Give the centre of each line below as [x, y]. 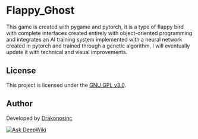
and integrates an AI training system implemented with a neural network [94, 39]
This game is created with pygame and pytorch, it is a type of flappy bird [95, 27]
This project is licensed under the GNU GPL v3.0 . [66, 85]
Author [19, 104]
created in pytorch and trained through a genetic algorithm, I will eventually [98, 46]
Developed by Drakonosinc [39, 118]
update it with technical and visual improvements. [67, 52]
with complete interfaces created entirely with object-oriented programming [99, 33]
